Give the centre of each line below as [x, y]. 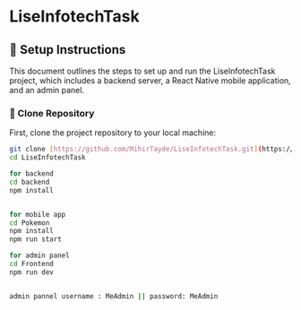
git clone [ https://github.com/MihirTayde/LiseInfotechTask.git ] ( [136, 150]
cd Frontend [31, 264]
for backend [31, 174]
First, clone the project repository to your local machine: [113, 133]
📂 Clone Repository [52, 113]
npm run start [36, 239]
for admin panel [39, 256]
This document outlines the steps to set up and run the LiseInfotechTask [142, 71]
